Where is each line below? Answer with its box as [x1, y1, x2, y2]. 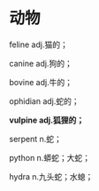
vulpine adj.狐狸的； [9, 115, 85, 125]
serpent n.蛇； [9, 133, 62, 144]
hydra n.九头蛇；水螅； [9, 171, 94, 182]
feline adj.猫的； [9, 39, 68, 50]
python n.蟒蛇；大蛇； [9, 152, 91, 163]
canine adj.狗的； [9, 58, 72, 68]
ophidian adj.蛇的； [9, 95, 80, 107]
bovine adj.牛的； [9, 76, 73, 87]
